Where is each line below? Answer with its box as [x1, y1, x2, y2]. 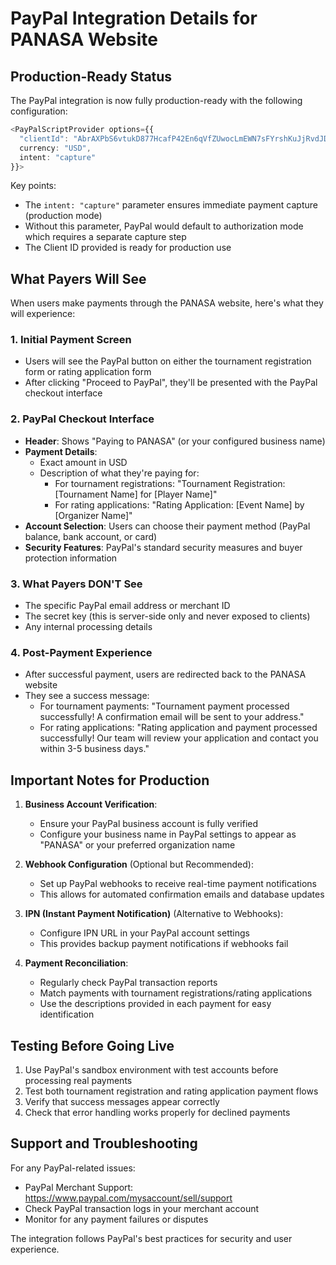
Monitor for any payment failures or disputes [24, 1213, 209, 1225]
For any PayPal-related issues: [10, 1162, 136, 1174]
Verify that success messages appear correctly [24, 1096, 220, 1107]
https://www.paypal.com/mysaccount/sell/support [24, 1192, 233, 1204]
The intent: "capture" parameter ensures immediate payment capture [24, 199, 318, 211]
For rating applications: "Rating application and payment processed [39, 722, 318, 734]
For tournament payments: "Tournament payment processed [39, 700, 290, 712]
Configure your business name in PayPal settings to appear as [39, 828, 297, 841]
